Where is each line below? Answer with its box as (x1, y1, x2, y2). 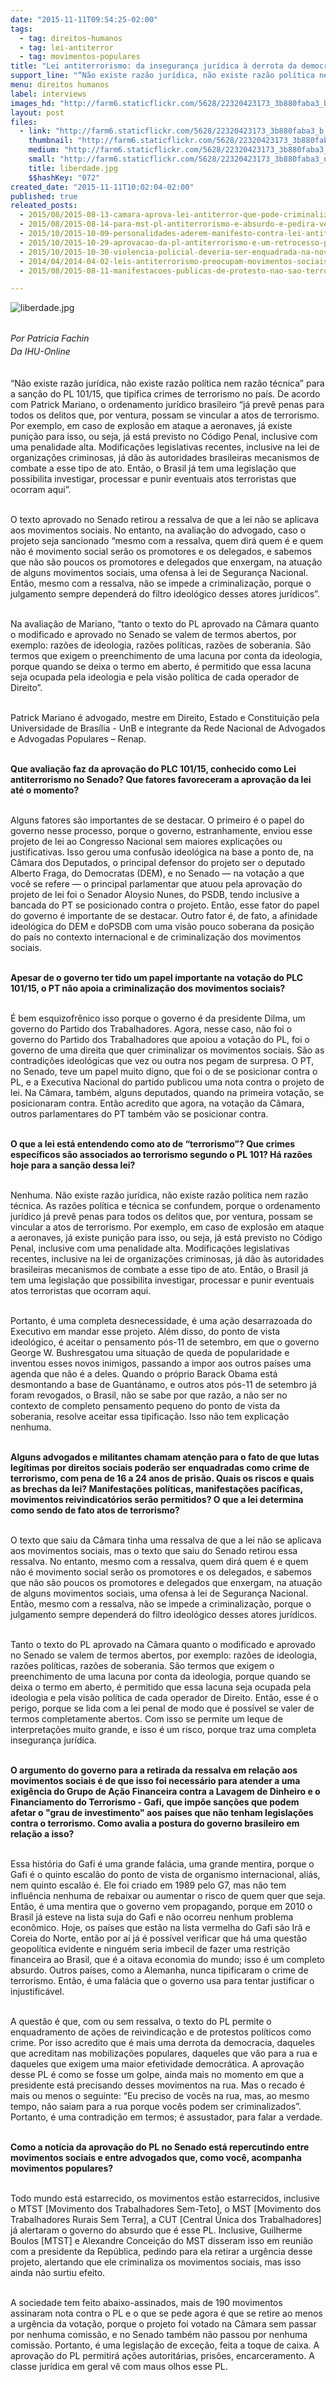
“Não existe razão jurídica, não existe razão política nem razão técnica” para (10, 377, 325, 389)
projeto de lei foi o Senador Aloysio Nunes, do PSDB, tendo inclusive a (10, 888, 300, 900)
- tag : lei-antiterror (19, 42, 114, 53)
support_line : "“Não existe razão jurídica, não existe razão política (10, 71, 315, 81)
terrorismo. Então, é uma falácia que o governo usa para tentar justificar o (10, 1974, 315, 1986)
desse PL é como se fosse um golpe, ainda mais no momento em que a (10, 2068, 305, 2080)
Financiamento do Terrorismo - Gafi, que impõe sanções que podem (10, 1796, 300, 1808)
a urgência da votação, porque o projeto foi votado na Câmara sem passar (10, 2317, 317, 2330)
